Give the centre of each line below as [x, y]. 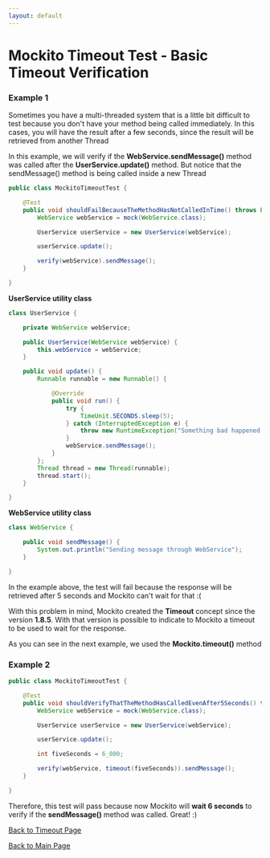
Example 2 [29, 664]
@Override [67, 394]
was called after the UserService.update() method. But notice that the [125, 165]
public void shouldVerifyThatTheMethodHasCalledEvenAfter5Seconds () [140, 703]
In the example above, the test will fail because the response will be [120, 586]
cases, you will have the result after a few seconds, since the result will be [131, 133]
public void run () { [86, 401]
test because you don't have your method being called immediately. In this [131, 124]
